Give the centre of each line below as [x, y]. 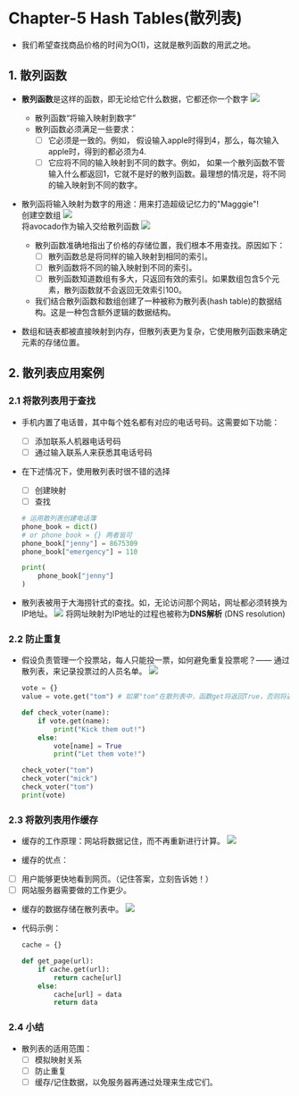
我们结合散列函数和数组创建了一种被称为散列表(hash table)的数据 [154, 301]
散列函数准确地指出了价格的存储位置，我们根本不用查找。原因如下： [160, 245]
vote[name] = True [88, 746]
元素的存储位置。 [53, 343]
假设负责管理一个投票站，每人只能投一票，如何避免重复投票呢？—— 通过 [155, 660]
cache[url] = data [88, 994]
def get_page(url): [58, 961]
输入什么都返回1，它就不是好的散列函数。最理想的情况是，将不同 [167, 173]
